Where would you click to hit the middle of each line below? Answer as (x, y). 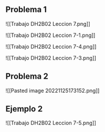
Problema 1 (26, 10)
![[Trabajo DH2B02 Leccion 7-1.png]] (50, 35)
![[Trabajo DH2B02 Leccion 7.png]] (48, 23)
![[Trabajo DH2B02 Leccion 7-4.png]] (51, 46)
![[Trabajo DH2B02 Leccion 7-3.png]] (51, 57)
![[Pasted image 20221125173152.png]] (52, 90)
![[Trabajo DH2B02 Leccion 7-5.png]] (51, 123)
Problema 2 (27, 77)
